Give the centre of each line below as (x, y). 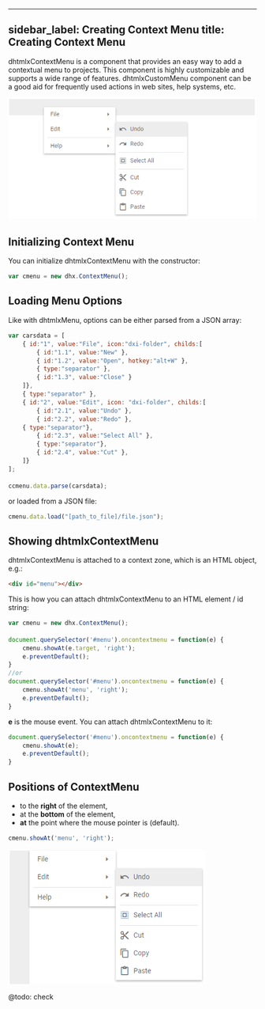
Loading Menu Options (65, 301)
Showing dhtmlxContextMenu (84, 541)
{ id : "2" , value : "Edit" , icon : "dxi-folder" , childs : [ (114, 402)
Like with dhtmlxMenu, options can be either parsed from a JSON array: (125, 320)
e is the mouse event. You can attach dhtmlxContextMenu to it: (110, 722)
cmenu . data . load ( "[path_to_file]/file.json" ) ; (86, 516)
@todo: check (31, 996)
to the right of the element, (63, 806)
